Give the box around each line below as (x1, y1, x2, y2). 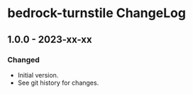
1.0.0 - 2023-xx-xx (7, 33, 92, 46)
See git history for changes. (17, 78, 99, 87)
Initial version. (17, 70, 59, 79)
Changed (7, 55, 40, 65)
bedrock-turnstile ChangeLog (7, 5, 187, 21)
